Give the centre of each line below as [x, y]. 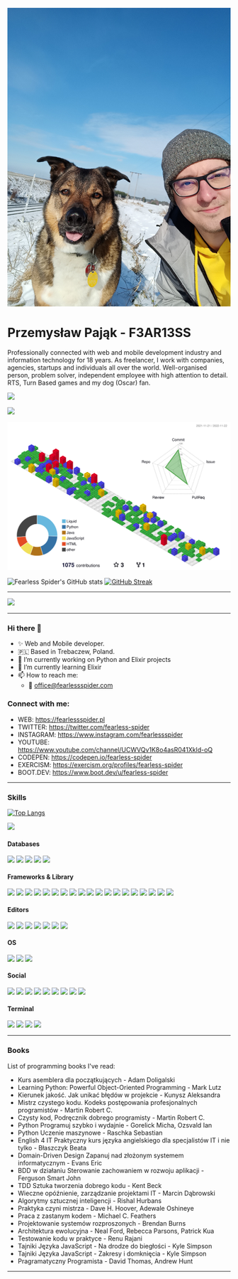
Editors [18, 910]
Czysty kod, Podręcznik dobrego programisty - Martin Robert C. [111, 1118]
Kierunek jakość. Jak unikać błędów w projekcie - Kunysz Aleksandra [119, 1095]
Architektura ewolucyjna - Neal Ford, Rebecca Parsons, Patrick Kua [116, 1231]
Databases [24, 844]
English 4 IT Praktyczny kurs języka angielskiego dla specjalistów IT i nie [124, 1140]
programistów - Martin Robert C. [65, 1110]
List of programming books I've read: [61, 1066]
